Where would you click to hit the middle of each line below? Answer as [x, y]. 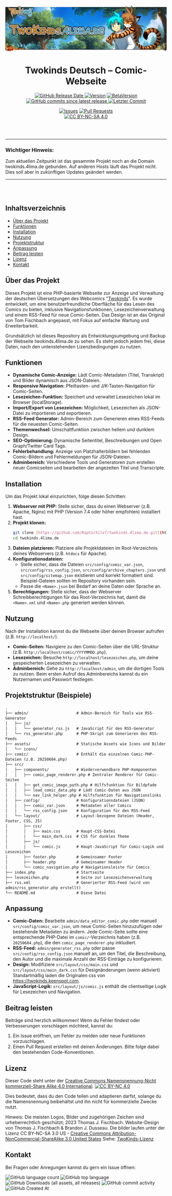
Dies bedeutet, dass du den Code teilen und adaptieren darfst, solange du [83, 1096]
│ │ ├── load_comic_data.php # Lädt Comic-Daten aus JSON [73, 790]
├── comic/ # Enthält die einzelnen [67, 754]
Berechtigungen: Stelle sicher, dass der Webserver [67, 591]
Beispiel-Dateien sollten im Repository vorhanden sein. [78, 581]
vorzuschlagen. [29, 1041]
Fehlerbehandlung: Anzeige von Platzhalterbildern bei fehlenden [82, 452]
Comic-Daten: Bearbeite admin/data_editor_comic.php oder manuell [85, 921]
